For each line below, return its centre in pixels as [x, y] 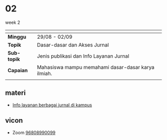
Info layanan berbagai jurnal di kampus [52, 105]
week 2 [13, 22]
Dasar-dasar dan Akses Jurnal [73, 45]
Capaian [18, 70]
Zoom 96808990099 [34, 133]
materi [15, 93]
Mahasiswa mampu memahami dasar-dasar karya [96, 67]
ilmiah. [44, 73]
